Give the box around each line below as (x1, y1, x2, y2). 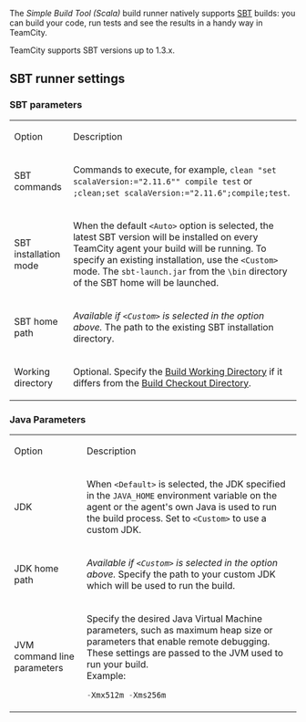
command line (14, 650, 75, 663)
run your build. (86, 657, 148, 670)
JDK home (14, 561, 59, 574)
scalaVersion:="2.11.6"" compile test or (72, 174, 253, 187)
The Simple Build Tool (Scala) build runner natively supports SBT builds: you (9, 8, 296, 18)
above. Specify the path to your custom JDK (86, 568, 276, 581)
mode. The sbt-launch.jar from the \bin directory (72, 265, 289, 277)
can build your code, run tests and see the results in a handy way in (9, 17, 263, 28)
